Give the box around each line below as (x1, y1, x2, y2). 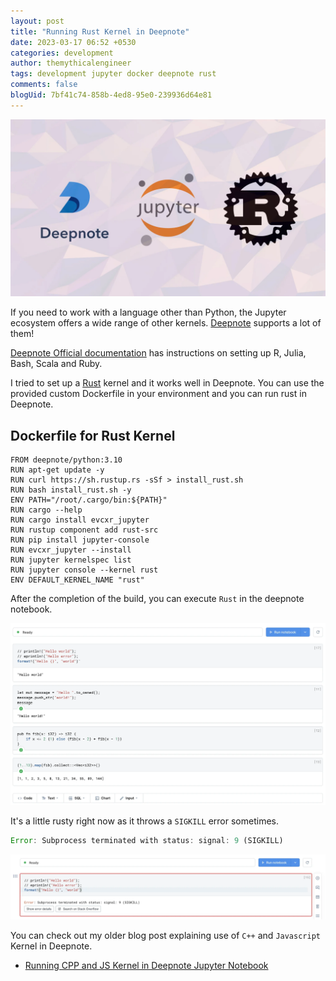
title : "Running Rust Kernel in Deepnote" (10, 26, 190, 37)
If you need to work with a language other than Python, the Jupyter (10, 306, 287, 319)
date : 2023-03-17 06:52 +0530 (10, 37, 137, 47)
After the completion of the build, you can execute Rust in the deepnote (10, 593, 305, 605)
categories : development (10, 48, 114, 58)
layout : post (10, 16, 65, 26)
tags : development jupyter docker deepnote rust (10, 69, 217, 79)
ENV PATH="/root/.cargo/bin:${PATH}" (10, 495, 168, 505)
